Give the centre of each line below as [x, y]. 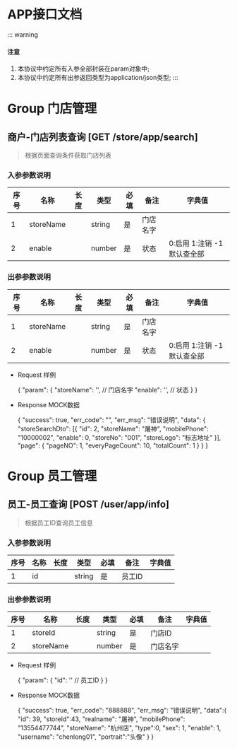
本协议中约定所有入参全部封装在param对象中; [83, 69]
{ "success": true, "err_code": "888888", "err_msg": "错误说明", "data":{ [122, 711]
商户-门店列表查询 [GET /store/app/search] [103, 137]
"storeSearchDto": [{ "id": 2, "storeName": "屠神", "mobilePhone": [113, 428]
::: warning [23, 34]
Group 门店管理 [52, 109]
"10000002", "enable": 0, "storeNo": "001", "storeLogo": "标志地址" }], [119, 437]
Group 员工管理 [52, 476]
